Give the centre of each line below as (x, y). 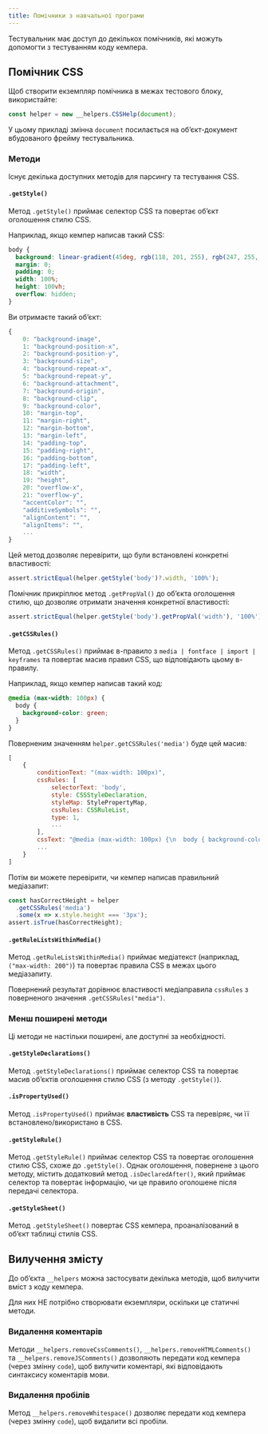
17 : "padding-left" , (57, 465)
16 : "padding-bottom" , (60, 458)
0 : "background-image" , (62, 339)
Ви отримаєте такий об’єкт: (55, 317)
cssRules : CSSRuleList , (90, 810)
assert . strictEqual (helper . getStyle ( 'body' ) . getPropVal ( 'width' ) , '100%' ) (135, 617)
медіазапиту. (31, 974)
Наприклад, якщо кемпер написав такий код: (86, 684)
